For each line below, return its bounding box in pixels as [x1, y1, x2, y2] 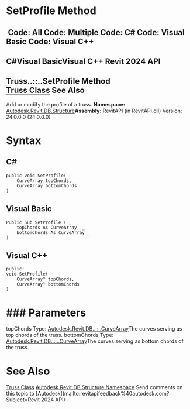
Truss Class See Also [6, 85, 85, 95]
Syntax [6, 133, 42, 147]
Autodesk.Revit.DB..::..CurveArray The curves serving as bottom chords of [6, 338, 184, 345]
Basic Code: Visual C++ [6, 36, 95, 46]
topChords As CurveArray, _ [16, 224, 85, 231]
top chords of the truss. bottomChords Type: [6, 332, 114, 339]
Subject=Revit [6, 396, 40, 403]
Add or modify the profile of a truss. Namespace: [6, 101, 126, 108]
